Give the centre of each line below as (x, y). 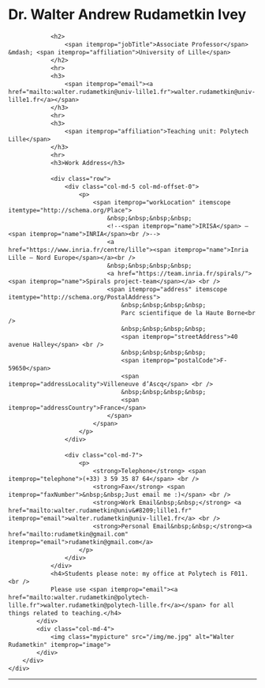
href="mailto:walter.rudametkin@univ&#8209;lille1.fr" (100, 510)
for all (222, 605)
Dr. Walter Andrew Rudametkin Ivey (127, 15)
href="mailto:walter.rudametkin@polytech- (79, 597)
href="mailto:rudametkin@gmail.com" (68, 534)
